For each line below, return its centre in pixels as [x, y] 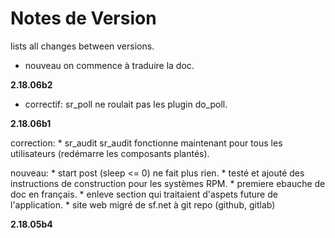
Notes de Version [83, 18]
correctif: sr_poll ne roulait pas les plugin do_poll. [126, 104]
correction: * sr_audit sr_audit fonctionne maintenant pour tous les [146, 143]
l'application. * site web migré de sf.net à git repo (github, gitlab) [143, 204]
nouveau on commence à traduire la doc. [109, 65]
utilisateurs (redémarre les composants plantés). [110, 153]
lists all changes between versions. [82, 46]
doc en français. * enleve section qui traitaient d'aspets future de [144, 194]
